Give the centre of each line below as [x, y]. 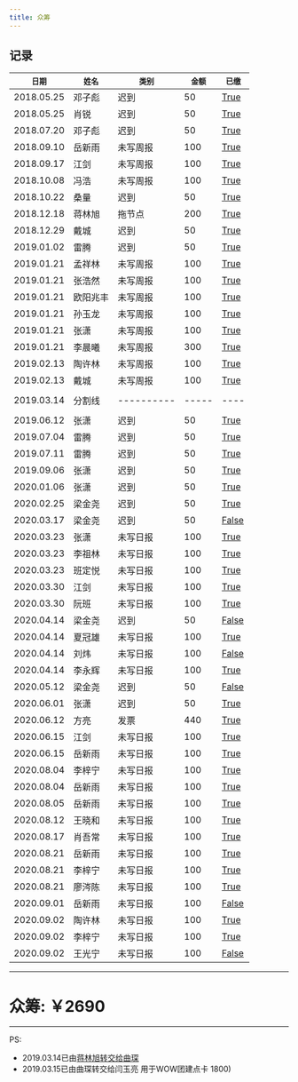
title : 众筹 [30, 17]
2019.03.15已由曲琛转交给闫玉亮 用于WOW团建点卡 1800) [127, 1069]
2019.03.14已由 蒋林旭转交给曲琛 [80, 1058]
